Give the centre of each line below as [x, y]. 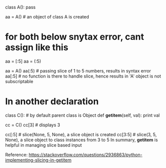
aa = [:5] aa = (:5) [23, 61]
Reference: [16, 155]
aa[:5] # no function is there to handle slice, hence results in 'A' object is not [83, 76]
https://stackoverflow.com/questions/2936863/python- [85, 155]
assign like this [37, 47]
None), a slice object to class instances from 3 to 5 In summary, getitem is [82, 140]
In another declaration [52, 102]
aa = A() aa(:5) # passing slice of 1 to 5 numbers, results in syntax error [78, 71]
